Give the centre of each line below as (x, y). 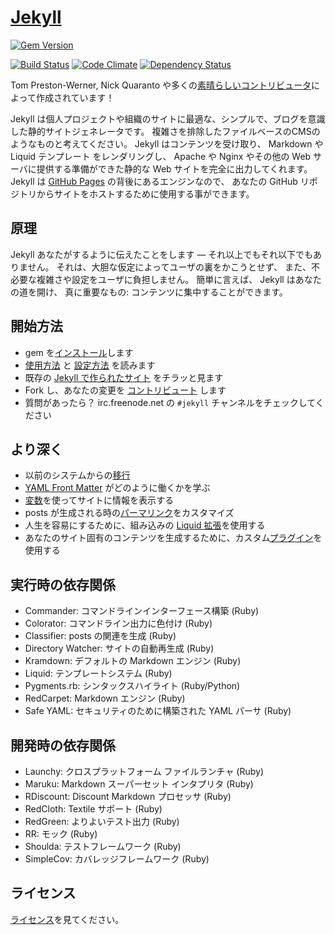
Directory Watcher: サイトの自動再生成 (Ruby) (119, 648)
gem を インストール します (79, 352)
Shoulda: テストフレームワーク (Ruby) (103, 846)
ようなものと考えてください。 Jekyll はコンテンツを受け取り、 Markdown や (167, 143)
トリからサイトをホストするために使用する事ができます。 (136, 193)
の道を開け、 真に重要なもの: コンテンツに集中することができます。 (149, 292)
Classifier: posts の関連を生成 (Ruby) (100, 636)
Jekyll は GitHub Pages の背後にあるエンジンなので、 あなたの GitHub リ (160, 181)
